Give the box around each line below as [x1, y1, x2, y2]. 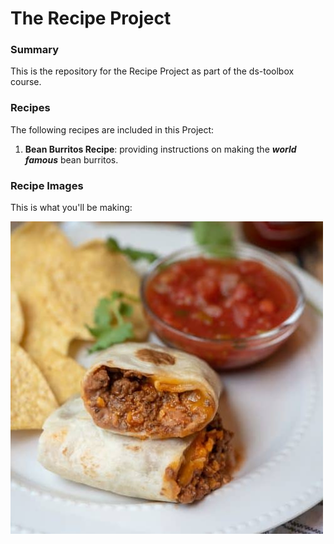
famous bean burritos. [24, 153, 119, 166]
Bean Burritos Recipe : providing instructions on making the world [24, 143, 297, 155]
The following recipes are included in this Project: [10, 123, 215, 136]
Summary [10, 43, 60, 57]
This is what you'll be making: [10, 202, 133, 214]
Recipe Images [10, 178, 84, 192]
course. [10, 76, 42, 88]
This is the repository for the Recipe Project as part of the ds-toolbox [10, 65, 295, 77]
